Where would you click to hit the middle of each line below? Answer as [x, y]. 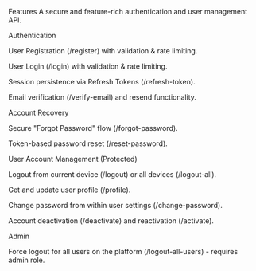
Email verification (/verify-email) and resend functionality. [103, 97]
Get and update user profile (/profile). [70, 190]
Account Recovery [39, 112]
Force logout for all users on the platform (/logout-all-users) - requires [123, 251]
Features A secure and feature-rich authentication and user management [128, 12]
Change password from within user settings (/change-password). [115, 205]
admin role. [27, 260]
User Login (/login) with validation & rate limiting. [88, 66]
